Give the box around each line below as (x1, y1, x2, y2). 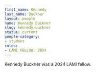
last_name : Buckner (4, 12, 45, 17)
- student (4, 39, 25, 44)
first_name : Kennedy (4, 7, 47, 12)
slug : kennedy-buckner (4, 25, 51, 30)
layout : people (4, 16, 36, 21)
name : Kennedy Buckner (4, 20, 51, 26)
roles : (4, 43, 18, 48)
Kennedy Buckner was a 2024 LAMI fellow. (4, 61, 92, 67)
